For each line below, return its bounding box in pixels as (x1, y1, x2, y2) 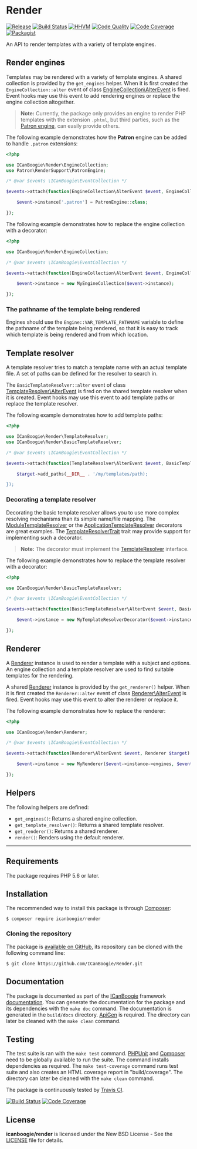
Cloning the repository (6, 929, 72, 938)
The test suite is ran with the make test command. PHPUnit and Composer (6, 1050, 186, 1057)
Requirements (6, 856, 59, 866)
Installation (6, 889, 48, 899)
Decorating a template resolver (6, 496, 97, 504)
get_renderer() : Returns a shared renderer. (14, 828, 119, 835)
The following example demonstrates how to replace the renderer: (6, 707, 166, 714)
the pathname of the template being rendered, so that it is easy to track (6, 325, 178, 332)
